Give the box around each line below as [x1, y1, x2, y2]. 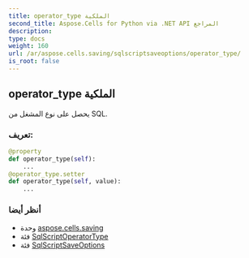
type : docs [8, 34, 45, 43]
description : [8, 27, 53, 35]
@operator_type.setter [8, 170, 85, 178]
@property [8, 147, 42, 155]
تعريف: [8, 129, 34, 140]
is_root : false [8, 58, 60, 66]
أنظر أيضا [8, 204, 41, 216]
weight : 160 [8, 42, 49, 50]
